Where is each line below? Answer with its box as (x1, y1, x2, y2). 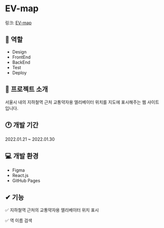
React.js (12, 173, 29, 178)
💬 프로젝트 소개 (5, 85, 48, 94)
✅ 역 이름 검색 (5, 218, 33, 223)
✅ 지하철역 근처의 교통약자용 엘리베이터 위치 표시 (5, 207, 99, 213)
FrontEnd (12, 54, 31, 60)
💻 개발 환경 (5, 152, 39, 160)
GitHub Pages (12, 177, 41, 184)
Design (12, 49, 27, 54)
